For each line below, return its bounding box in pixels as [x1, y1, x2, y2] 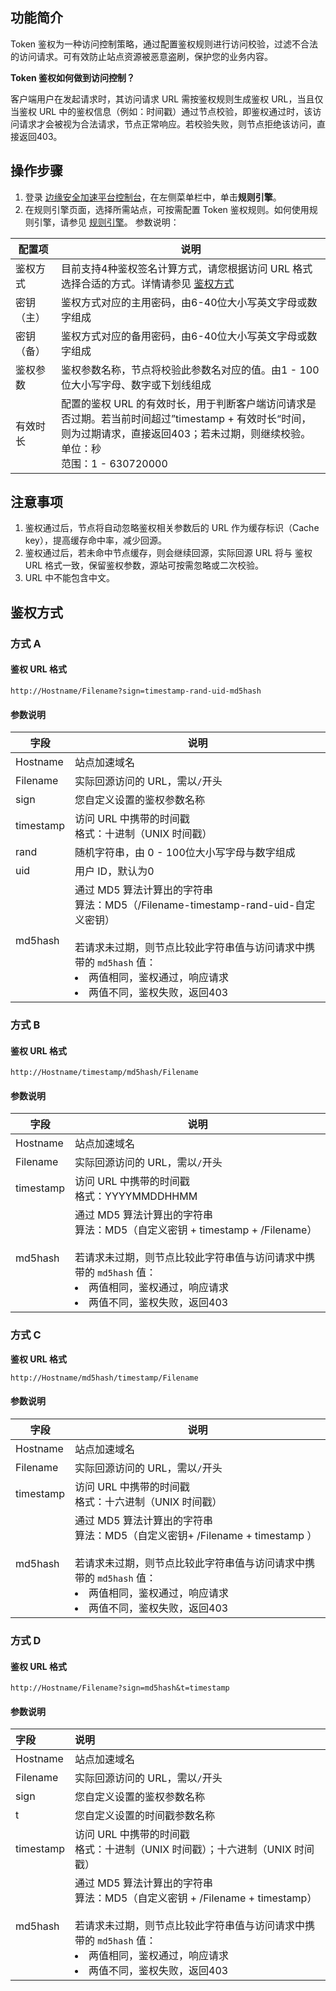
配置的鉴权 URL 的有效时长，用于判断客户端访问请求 [61, 396, 307, 410]
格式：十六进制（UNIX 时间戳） [74, 1494, 223, 1508]
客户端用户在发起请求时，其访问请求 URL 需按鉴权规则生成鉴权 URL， [10, 93, 298, 105]
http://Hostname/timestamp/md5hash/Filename [10, 1068, 199, 1078]
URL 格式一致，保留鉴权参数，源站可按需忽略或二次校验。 [24, 559, 265, 572]
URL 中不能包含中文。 [24, 572, 116, 584]
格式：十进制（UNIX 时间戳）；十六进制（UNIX [74, 1843, 292, 1857]
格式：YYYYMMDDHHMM [74, 1189, 198, 1203]
